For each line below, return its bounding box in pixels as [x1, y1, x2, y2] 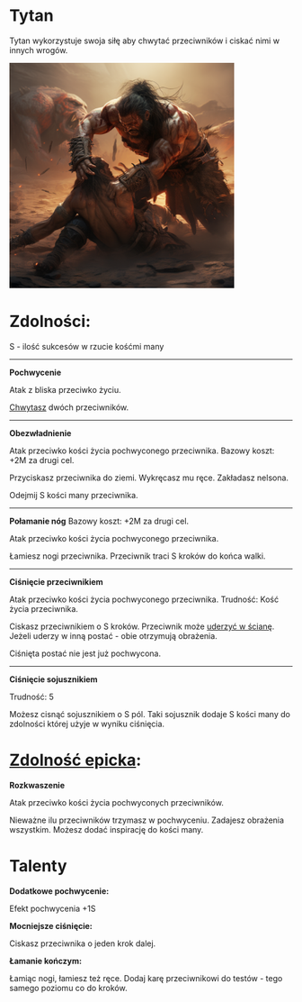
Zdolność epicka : [9, 750, 142, 770]
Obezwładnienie [9, 427, 72, 438]
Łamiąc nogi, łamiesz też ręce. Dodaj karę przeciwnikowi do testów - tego [9, 972, 283, 983]
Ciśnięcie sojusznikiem [9, 673, 98, 685]
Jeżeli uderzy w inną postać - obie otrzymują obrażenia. [9, 630, 218, 641]
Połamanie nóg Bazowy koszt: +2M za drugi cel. [9, 515, 190, 526]
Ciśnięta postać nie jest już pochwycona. [9, 648, 162, 659]
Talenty [9, 856, 67, 876]
